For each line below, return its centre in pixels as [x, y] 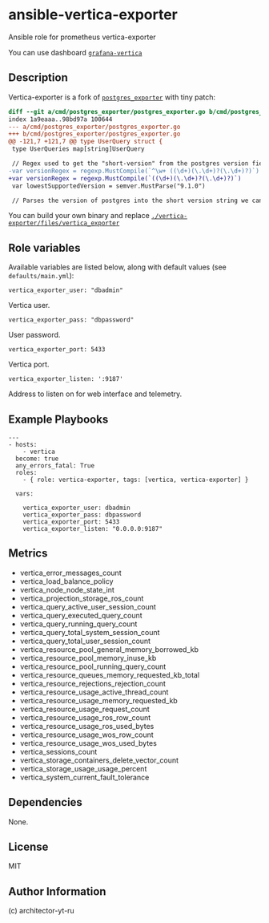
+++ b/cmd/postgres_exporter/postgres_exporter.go [94, 134]
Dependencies [45, 802]
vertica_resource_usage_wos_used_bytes [88, 743]
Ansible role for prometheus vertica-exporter [82, 37]
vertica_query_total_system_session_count [90, 632]
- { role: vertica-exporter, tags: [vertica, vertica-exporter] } [136, 480]
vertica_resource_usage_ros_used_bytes [87, 726]
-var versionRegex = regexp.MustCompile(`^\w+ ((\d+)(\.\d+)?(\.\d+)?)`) [134, 171]
